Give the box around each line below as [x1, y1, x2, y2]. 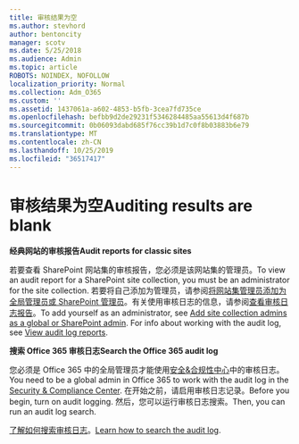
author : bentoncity [9, 29, 82, 38]
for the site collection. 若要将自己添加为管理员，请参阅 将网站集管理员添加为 [9, 285, 287, 296]
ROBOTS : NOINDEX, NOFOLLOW [9, 71, 110, 80]
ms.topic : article [9, 63, 78, 72]
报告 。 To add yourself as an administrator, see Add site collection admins [16, 307, 287, 318]
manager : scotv [9, 38, 66, 47]
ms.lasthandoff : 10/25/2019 [9, 146, 114, 155]
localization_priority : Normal [9, 80, 126, 88]
